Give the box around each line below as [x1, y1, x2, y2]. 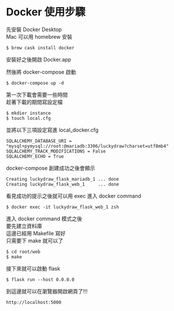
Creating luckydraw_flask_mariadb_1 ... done [6, 176, 119, 182]
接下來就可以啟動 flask [6, 265, 60, 272]
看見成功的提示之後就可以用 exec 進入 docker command [6, 192, 142, 200]
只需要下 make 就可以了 [6, 237, 63, 244]
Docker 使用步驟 [6, 5, 86, 19]
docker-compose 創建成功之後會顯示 [6, 164, 95, 171]
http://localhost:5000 [6, 299, 62, 305]
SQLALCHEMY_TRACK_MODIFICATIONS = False [6, 148, 107, 154]
